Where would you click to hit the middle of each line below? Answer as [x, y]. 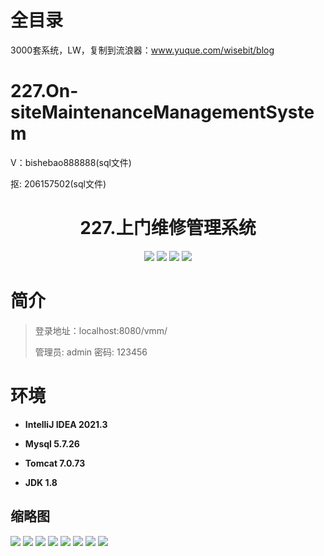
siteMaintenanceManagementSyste [162, 112]
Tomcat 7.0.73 [55, 463]
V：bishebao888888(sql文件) [71, 162]
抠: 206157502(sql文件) [58, 183]
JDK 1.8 [41, 482]
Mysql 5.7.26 [52, 443]
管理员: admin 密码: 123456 [91, 352]
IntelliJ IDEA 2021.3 [66, 424]
